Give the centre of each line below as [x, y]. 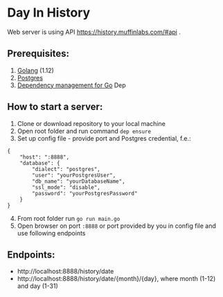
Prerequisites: [38, 54]
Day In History [49, 13]
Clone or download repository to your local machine [91, 123]
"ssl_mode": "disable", [66, 187]
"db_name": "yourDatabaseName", [79, 181]
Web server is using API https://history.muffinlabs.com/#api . [94, 32]
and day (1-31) [38, 286]
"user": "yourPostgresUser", [74, 175]
